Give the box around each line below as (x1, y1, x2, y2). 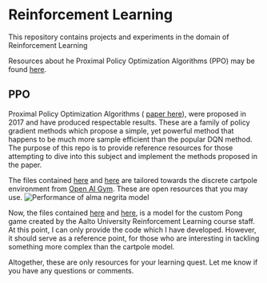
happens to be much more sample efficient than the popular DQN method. (8, 134, 253, 144)
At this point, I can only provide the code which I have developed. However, (8, 225, 257, 234)
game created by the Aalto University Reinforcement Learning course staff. (8, 216, 256, 225)
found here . (8, 64, 46, 74)
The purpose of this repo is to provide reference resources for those (8, 142, 233, 153)
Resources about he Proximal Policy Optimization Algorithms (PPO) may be (8, 56, 256, 66)
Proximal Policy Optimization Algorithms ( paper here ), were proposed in (8, 109, 246, 118)
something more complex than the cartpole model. (8, 241, 175, 251)
